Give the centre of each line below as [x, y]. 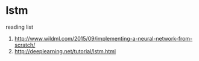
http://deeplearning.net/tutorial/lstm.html [65, 51]
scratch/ [25, 45]
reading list [20, 27]
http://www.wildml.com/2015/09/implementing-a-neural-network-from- [103, 38]
